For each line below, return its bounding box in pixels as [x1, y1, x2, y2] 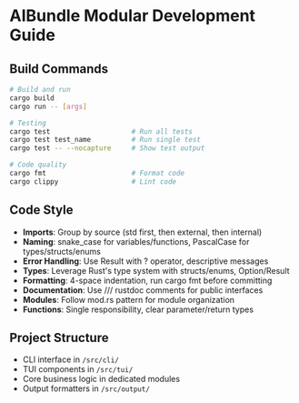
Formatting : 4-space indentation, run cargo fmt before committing [22, 275, 273, 286]
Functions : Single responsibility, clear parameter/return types [22, 304, 254, 315]
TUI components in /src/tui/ [22, 364, 134, 375]
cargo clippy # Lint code [9, 176, 177, 186]
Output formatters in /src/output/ [22, 383, 150, 394]
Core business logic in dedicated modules [22, 374, 180, 385]
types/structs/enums [22, 246, 102, 257]
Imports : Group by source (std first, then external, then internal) [22, 227, 263, 237]
